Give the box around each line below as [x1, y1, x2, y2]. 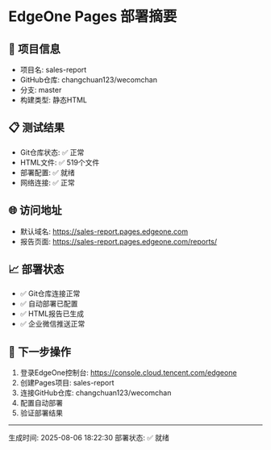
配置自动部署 [19, 398, 63, 408]
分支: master [19, 85, 62, 94]
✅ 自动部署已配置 [19, 299, 78, 309]
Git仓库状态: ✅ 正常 [19, 147, 85, 157]
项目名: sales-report [19, 65, 87, 74]
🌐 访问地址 [8, 203, 62, 218]
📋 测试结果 [8, 121, 65, 135]
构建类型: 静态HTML [19, 95, 87, 105]
